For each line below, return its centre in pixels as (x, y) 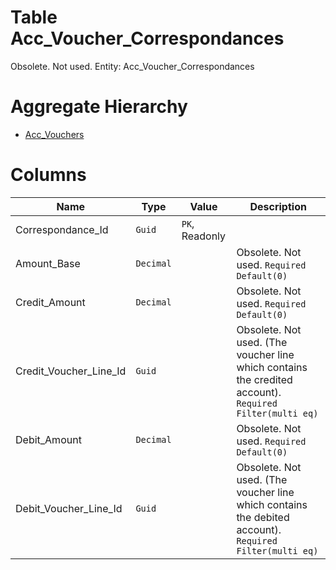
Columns (48, 175)
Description (278, 206)
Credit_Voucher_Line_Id (71, 371)
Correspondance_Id (62, 229)
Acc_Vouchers (54, 134)
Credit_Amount (50, 302)
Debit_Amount (48, 439)
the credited (264, 379)
